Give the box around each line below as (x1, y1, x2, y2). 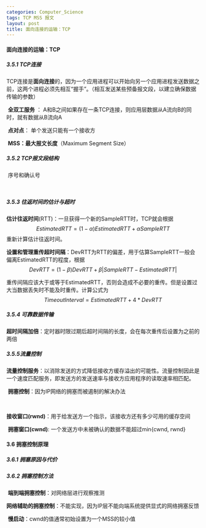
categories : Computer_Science (6, 9, 84, 15)
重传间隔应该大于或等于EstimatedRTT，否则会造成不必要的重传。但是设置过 (6, 278, 198, 285)
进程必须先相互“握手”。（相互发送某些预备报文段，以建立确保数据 (32, 85, 197, 92)
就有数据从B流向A (17, 113, 63, 121)
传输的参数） (6, 92, 39, 100)
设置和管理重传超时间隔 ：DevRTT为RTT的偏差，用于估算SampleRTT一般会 (6, 248, 196, 255)
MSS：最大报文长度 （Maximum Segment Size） (7, 139, 130, 147)
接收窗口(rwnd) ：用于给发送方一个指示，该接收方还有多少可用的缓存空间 (6, 412, 191, 420)
